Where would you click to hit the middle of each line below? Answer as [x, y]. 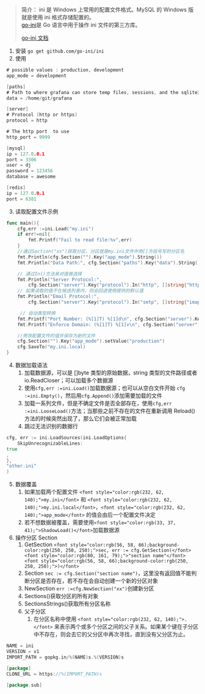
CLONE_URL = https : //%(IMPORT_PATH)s [54, 674]
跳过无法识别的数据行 [51, 426]
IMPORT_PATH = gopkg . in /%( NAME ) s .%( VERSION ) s [65, 657]
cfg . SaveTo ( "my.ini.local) [52, 347]
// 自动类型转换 [38, 313]
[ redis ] [16, 188]
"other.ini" [21, 466]
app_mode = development [37, 76]
